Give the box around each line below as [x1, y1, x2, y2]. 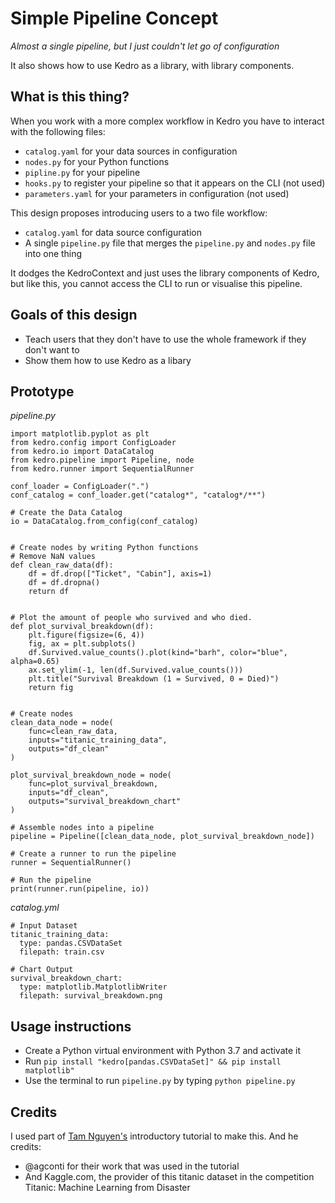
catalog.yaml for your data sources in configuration [24, 145, 238, 157]
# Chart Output [10, 965, 74, 975]
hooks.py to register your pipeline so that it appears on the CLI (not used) [24, 177, 326, 189]
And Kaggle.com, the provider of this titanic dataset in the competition [24, 1171, 315, 1182]
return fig [28, 683, 74, 693]
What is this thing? [10, 88, 130, 106]
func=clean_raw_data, [28, 727, 118, 737]
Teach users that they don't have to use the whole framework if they [24, 333, 307, 345]
